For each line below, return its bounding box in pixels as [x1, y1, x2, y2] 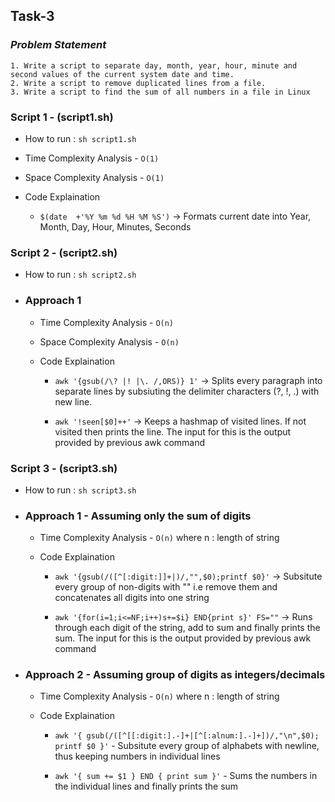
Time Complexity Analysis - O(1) [24, 152, 160, 164]
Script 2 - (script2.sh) [10, 245, 118, 259]
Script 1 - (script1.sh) [10, 110, 114, 124]
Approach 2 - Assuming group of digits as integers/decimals [24, 668, 326, 682]
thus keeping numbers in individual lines [54, 750, 221, 763]
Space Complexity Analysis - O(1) [24, 171, 165, 183]
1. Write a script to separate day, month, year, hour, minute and [10, 60, 298, 71]
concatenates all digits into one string [54, 592, 210, 604]
